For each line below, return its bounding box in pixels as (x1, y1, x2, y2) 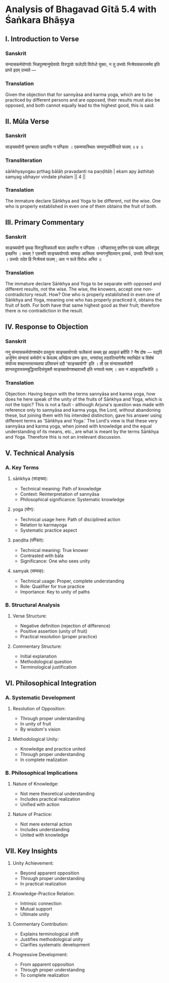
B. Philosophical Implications (5, 769, 78, 776)
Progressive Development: (12, 952, 68, 958)
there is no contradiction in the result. (5, 308, 83, 314)
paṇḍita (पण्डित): (12, 537, 45, 543)
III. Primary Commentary (5, 218, 85, 226)
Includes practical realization (20, 796, 80, 802)
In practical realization (20, 881, 67, 887)
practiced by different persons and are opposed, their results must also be (5, 97, 160, 103)
